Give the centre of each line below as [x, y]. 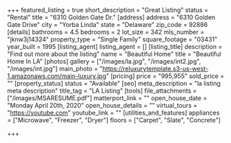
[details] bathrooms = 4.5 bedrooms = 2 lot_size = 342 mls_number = [106, 32]
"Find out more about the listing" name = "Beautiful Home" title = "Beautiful [114, 54]
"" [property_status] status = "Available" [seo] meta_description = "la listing [114, 83]
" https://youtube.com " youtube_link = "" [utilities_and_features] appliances [113, 113]
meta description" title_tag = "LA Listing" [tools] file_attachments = [102, 90]
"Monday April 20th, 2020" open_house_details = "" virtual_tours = [102, 105]
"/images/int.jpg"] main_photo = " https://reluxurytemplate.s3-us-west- [108, 69]
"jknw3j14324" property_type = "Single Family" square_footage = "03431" [112, 39]
